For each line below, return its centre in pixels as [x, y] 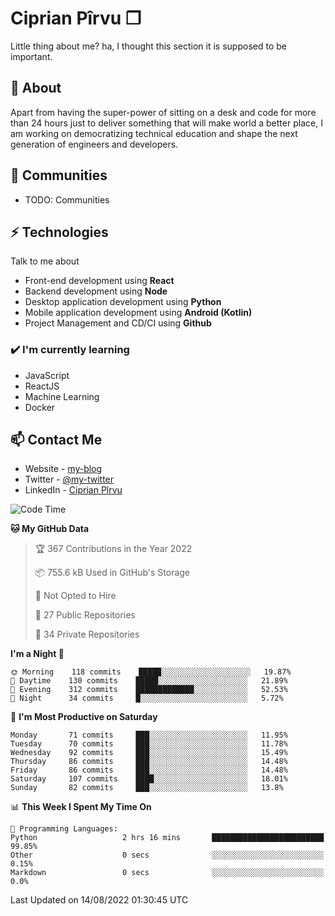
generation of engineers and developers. [94, 144]
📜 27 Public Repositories [85, 615]
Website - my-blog [63, 469]
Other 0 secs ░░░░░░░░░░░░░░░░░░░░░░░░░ [167, 855]
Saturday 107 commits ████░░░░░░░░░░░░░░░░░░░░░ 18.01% [149, 779]
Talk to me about [45, 261]
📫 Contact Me [56, 440]
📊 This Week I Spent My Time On [81, 807]
